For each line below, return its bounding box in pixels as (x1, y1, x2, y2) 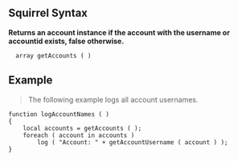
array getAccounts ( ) (15, 51, 92, 59)
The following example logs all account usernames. (27, 95, 199, 104)
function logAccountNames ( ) (8, 110, 110, 119)
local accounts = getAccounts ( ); (23, 124, 142, 132)
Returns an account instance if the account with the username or (8, 27, 231, 37)
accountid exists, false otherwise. (8, 36, 125, 46)
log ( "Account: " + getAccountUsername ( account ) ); (37, 138, 228, 147)
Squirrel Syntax (8, 6, 88, 20)
